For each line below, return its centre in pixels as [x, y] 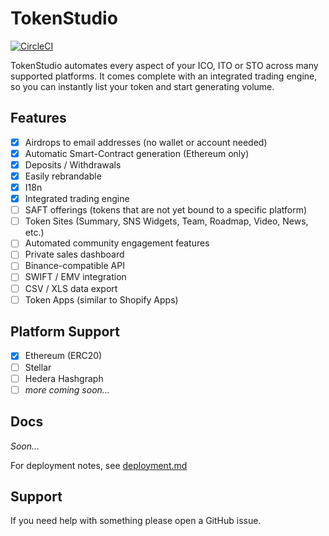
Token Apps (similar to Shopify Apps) [101, 299]
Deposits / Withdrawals [73, 164]
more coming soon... [67, 389]
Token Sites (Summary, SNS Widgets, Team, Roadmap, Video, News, [166, 221]
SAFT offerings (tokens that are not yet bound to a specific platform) [166, 210]
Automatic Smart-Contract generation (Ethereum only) [137, 153]
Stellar [38, 367]
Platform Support [65, 332]
